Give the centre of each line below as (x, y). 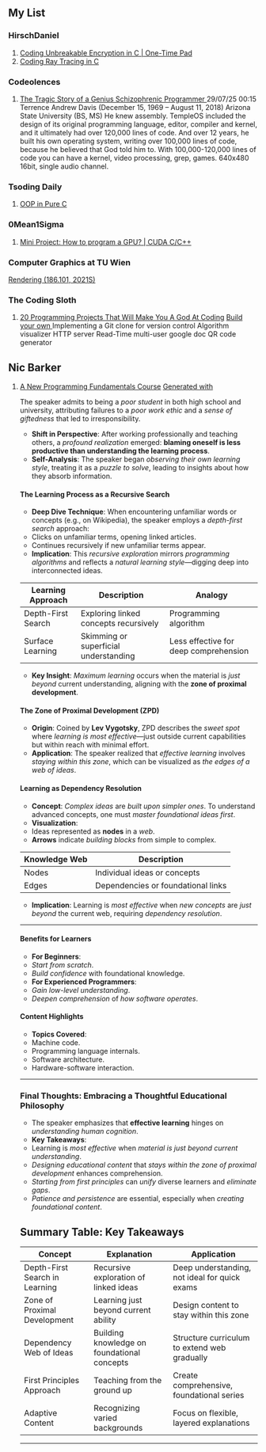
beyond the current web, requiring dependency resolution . (127, 913)
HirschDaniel (34, 36)
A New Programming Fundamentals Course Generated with (116, 386)
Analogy (211, 595)
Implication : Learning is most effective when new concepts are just (141, 905)
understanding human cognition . (85, 1131)
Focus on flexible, (206, 1413)
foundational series (209, 1395)
